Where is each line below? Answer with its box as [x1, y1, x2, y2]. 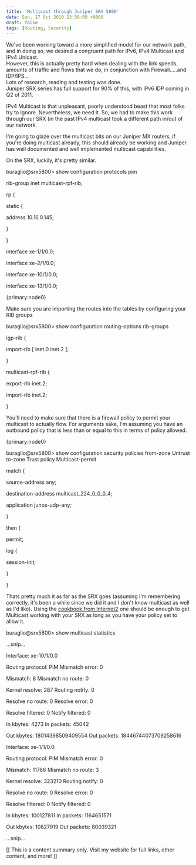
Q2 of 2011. [6, 91, 33, 98]
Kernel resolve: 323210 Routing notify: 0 [6, 778, 104, 785]
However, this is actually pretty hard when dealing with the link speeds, [6, 60, 178, 67]
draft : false [6, 19, 38, 25]
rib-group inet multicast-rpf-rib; [6, 180, 83, 187]
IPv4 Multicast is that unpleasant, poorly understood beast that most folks [6, 103, 185, 110]
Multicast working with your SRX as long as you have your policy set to [6, 612, 178, 619]
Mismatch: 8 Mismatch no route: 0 [6, 675, 89, 682]
